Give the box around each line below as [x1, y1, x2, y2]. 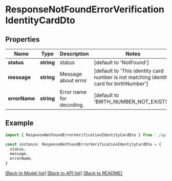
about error [59, 77, 87, 84]
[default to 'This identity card [94, 67, 164, 74]
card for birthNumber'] [94, 80, 148, 87]
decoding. [59, 101, 84, 108]
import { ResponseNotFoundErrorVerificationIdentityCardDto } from [5, 132, 153, 137]
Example [5, 119, 34, 128]
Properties [5, 35, 40, 44]
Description [59, 50, 89, 57]
